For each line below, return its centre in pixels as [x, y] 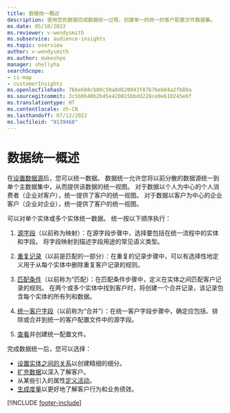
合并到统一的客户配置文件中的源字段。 [83, 320]
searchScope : [26, 71]
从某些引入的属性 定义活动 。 [56, 381]
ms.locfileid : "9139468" [43, 122]
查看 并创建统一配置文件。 [53, 334]
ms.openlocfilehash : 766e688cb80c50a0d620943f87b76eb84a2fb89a [100, 90]
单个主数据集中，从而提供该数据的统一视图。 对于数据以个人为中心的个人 [110, 187]
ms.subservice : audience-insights [57, 39]
